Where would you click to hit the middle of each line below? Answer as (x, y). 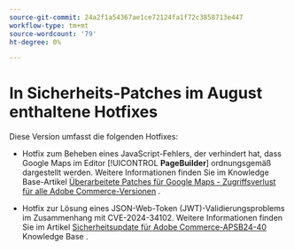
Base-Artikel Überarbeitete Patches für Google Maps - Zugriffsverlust (149, 182)
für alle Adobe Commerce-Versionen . (91, 192)
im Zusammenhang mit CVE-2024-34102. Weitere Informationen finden (152, 218)
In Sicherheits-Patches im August (136, 93)
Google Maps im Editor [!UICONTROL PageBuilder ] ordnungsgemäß (147, 163)
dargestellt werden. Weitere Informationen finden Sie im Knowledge (146, 172)
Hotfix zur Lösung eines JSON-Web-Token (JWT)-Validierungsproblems (153, 208)
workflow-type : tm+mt (49, 26)
